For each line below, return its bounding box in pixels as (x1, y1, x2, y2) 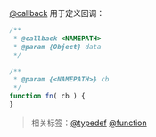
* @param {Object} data (12, 42, 102, 51)
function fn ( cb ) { (9, 92, 86, 101)
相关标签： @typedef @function (30, 117, 147, 128)
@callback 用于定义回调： (9, 8, 105, 18)
